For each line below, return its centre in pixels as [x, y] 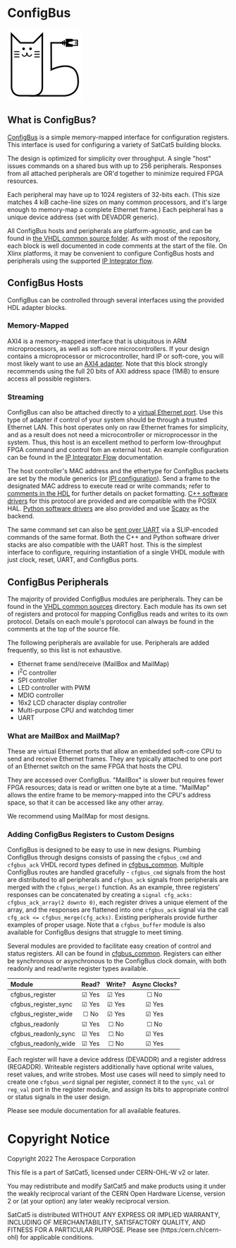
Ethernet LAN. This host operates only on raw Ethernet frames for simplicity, [118, 427]
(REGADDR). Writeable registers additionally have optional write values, [111, 1066]
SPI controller [37, 680]
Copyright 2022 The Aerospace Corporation [72, 1158]
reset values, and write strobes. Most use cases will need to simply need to [116, 1074]
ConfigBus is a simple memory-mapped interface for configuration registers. [118, 137]
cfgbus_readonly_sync [43, 1033]
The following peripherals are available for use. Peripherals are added [108, 642]
